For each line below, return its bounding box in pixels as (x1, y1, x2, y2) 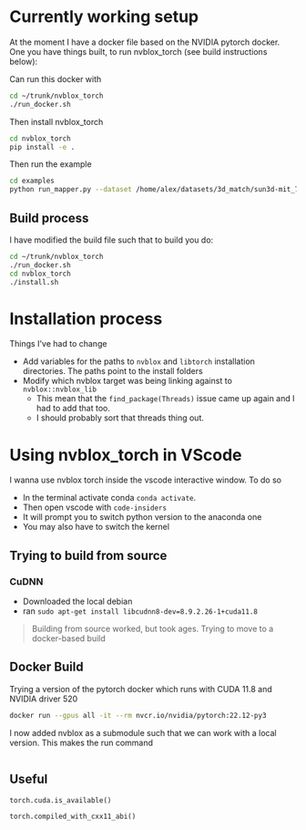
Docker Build (9, 659, 84, 675)
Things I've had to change (9, 338, 107, 349)
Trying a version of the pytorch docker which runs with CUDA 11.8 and (9, 683, 273, 694)
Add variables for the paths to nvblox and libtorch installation (22, 356, 255, 367)
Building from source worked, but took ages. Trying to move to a (31, 623, 274, 635)
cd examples (9, 176, 55, 186)
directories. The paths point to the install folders (22, 366, 203, 377)
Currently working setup (9, 6, 199, 27)
